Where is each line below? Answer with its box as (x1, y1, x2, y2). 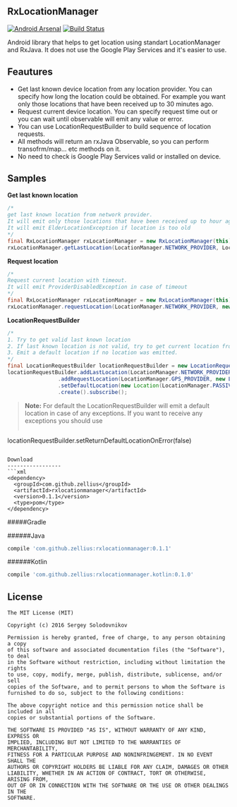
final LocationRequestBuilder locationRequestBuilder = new (7, 362, 188, 369)
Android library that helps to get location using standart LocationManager (7, 38, 221, 47)
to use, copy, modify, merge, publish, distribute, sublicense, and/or (7, 671, 222, 679)
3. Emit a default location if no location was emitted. (7, 349, 178, 357)
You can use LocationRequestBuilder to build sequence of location (17, 122, 212, 130)
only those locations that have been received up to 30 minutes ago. (17, 99, 214, 108)
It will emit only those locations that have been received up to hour (7, 218, 222, 225)
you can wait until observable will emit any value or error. (17, 114, 184, 123)
